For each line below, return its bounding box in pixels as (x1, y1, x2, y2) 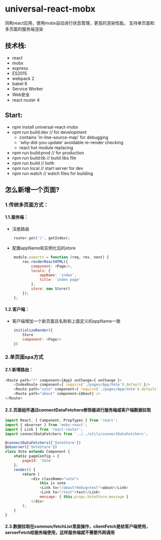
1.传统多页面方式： (5, 201, 49, 208)
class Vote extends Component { (5, 449, 70, 454)
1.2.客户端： (5, 307, 30, 312)
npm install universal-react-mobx (12, 124, 78, 130)
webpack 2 (12, 75, 35, 81)
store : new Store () (30, 286, 70, 292)
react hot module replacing (19, 145, 73, 150)
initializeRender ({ (14, 327, 53, 333)
